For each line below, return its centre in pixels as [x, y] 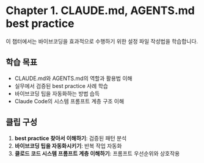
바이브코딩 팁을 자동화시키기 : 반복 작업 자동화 [68, 146]
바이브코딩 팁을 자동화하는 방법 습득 [57, 93]
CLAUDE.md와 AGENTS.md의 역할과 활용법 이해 [73, 78]
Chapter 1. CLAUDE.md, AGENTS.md [100, 11]
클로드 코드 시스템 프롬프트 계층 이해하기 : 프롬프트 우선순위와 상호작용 [97, 153]
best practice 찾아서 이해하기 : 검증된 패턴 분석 [71, 138]
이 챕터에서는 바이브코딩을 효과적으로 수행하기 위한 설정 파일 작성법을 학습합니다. [102, 41]
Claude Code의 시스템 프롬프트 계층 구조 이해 [69, 101]
